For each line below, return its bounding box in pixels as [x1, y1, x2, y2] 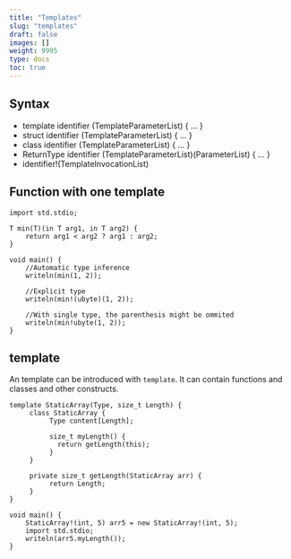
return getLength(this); [56, 441, 150, 450]
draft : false [9, 30, 58, 39]
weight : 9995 [9, 47, 58, 56]
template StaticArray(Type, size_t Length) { [9, 401, 182, 410]
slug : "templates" [9, 22, 78, 31]
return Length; [48, 479, 106, 489]
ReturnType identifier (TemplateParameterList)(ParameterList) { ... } [21, 149, 270, 160]
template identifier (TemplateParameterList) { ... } [21, 120, 203, 131]
